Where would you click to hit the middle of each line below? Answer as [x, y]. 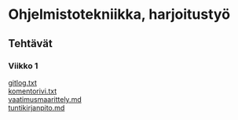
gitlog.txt [23, 82]
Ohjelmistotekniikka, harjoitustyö [119, 15]
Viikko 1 [23, 66]
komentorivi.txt [33, 91]
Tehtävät [30, 44]
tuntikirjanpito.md [37, 107]
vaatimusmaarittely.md [45, 99]
